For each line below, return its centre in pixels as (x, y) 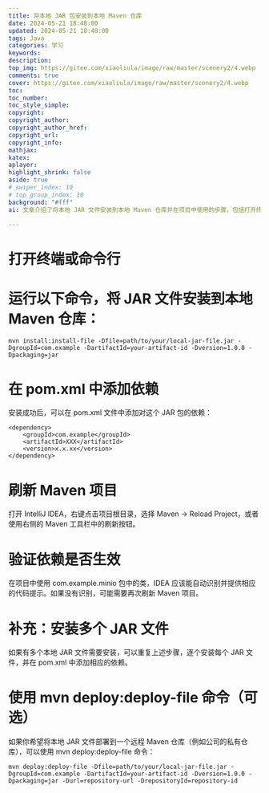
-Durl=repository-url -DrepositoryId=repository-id (150, 781)
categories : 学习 (36, 46)
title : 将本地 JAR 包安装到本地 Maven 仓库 (75, 16)
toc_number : (28, 98)
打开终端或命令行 (65, 259)
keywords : (25, 53)
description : (30, 61)
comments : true (34, 75)
